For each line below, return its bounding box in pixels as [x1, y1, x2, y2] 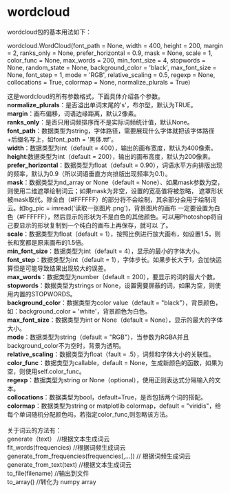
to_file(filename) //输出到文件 [7, 469, 90, 477]
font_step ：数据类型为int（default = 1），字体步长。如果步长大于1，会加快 [7, 255, 216, 263]
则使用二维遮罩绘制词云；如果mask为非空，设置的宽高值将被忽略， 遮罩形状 [7, 186, 224, 195]
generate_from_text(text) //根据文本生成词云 [7, 460, 132, 468]
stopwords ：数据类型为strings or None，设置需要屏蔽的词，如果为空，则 [7, 281, 216, 289]
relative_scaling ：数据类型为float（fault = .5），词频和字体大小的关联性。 [7, 350, 216, 358]
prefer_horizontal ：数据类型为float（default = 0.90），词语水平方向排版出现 [7, 161, 222, 169]
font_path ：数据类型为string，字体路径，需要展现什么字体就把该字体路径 [7, 127, 215, 135]
